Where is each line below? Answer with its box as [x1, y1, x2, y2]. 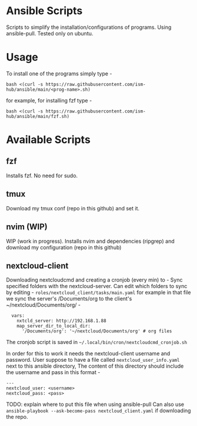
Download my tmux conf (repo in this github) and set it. [6, 204, 140, 212]
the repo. [6, 414, 28, 421]
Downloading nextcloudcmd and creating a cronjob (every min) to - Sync [6, 276, 183, 283]
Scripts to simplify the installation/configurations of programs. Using [6, 24, 172, 31]
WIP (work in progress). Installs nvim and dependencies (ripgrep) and [6, 237, 175, 245]
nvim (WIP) [6, 222, 48, 232]
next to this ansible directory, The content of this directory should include [6, 362, 184, 369]
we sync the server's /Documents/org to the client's [6, 295, 132, 302]
